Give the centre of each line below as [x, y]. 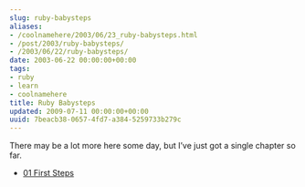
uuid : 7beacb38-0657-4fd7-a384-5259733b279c [95, 119]
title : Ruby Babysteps [53, 103]
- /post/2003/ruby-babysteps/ [67, 43]
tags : [20, 69]
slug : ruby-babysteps [51, 18]
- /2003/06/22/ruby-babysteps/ [69, 52]
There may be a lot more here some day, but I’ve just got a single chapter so [153, 146]
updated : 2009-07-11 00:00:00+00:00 [79, 111]
